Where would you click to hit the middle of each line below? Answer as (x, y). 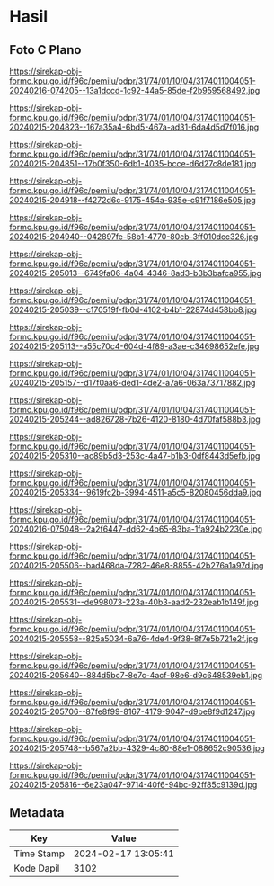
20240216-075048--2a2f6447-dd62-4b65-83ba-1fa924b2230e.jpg (136, 529)
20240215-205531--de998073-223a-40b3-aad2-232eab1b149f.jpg (134, 602)
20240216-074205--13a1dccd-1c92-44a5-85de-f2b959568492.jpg (135, 90)
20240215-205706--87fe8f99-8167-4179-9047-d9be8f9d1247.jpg (133, 711)
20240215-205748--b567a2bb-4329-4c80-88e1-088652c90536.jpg (137, 748)
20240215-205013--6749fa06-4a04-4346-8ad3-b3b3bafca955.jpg (136, 273)
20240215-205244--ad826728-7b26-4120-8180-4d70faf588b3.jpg (135, 419)
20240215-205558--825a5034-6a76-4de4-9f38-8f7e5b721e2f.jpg (134, 639)
